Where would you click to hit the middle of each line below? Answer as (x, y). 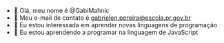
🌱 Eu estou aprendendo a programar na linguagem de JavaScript (106, 32)
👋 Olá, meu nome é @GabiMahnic (61, 11)
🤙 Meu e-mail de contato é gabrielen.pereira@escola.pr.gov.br (102, 18)
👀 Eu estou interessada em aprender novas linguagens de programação (115, 25)
